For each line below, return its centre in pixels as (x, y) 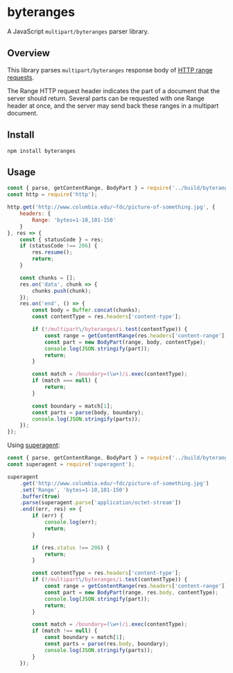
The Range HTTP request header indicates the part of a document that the (114, 90)
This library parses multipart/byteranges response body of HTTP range (110, 70)
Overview (29, 53)
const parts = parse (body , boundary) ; (88, 412)
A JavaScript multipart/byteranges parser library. (78, 31)
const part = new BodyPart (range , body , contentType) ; (125, 342)
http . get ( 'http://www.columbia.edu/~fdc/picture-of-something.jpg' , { (111, 207)
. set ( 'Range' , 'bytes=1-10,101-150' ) (74, 490)
